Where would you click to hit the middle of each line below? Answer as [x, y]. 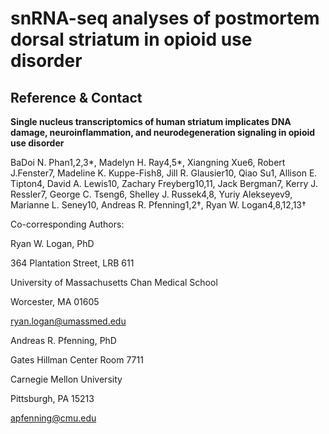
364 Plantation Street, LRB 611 [72, 263]
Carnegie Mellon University [66, 379]
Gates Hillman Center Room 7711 [77, 360]
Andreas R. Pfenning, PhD [63, 340]
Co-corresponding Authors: [67, 224]
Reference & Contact [76, 97]
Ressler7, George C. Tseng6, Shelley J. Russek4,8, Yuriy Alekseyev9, [151, 194]
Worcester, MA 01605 [55, 301]
